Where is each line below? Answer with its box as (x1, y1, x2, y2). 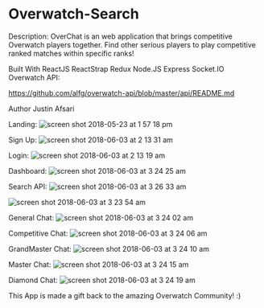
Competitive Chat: (8, 228, 68, 238)
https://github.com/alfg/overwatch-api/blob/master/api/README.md (8, 88, 235, 97)
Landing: (8, 119, 38, 129)
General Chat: (8, 212, 55, 222)
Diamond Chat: (8, 275, 58, 285)
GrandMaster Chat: (8, 244, 72, 253)
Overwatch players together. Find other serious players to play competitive (8, 39, 256, 49)
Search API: (8, 182, 47, 191)
